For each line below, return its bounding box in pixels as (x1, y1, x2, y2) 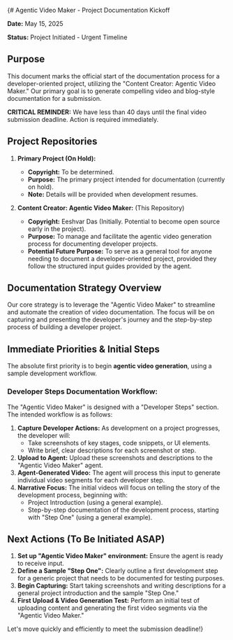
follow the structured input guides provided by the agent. (27, 262, 192, 270)
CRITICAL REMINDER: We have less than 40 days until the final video (7, 108, 207, 116)
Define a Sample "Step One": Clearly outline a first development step (17, 566, 218, 575)
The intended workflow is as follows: (7, 410, 113, 419)
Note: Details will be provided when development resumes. (27, 190, 198, 198)
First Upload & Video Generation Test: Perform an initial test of (17, 597, 200, 605)
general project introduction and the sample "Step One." (17, 589, 179, 597)
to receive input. (17, 559, 65, 568)
